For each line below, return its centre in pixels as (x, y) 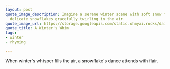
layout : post (19, 10)
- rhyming (16, 42)
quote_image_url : (24, 24)
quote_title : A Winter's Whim (37, 28)
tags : (11, 33)
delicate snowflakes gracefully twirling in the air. (68, 19)
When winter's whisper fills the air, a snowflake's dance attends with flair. (82, 61)
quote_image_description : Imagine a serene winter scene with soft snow (83, 14)
